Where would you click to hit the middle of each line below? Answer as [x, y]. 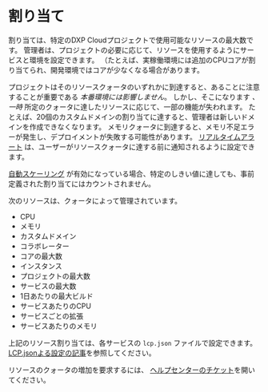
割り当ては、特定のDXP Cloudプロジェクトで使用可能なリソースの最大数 [127, 40]
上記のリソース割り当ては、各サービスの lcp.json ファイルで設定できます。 [133, 343]
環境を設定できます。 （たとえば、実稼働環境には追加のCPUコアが [139, 60]
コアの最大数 [41, 255]
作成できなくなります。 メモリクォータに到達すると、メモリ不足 [135, 127]
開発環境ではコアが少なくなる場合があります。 [127, 69]
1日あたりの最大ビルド [56, 295]
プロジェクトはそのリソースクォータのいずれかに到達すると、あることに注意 [134, 87]
